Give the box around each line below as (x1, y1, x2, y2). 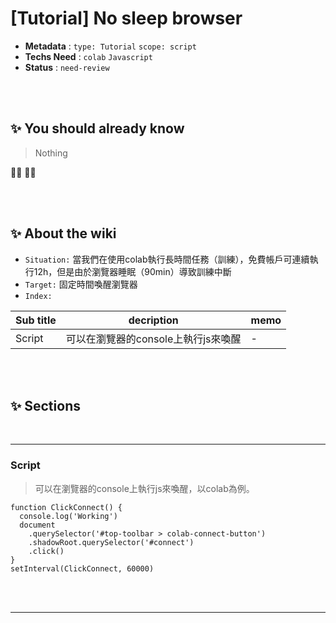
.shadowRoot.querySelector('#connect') (28, 537, 195, 547)
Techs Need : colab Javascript (24, 50, 153, 62)
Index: (24, 291, 53, 301)
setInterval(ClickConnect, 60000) (10, 563, 155, 574)
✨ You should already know (10, 120, 185, 137)
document (19, 520, 56, 530)
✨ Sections (10, 397, 81, 414)
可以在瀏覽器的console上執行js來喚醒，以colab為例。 (34, 482, 255, 494)
